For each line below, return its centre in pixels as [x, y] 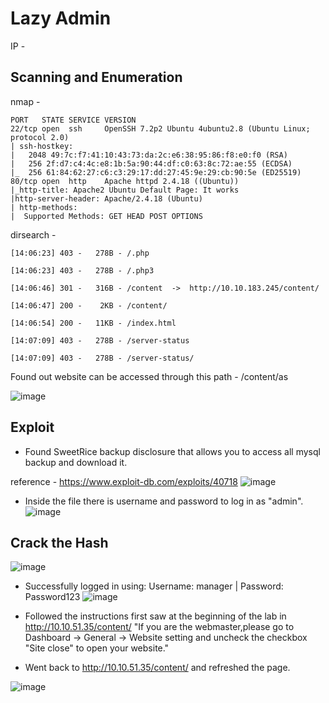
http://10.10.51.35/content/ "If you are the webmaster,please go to [159, 627]
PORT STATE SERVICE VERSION [73, 120]
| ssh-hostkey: [42, 146]
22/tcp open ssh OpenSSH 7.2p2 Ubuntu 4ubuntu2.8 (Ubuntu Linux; [160, 128]
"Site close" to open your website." [97, 648]
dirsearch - [33, 234]
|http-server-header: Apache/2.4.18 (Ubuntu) [106, 198]
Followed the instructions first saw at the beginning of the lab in [155, 616]
